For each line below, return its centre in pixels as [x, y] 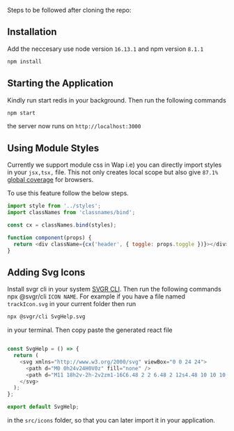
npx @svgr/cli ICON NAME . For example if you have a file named [96, 296]
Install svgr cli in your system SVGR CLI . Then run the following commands [114, 289]
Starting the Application [60, 83]
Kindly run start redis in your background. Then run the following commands [117, 100]
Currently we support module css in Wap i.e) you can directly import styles [115, 165]
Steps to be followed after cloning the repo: [69, 10]
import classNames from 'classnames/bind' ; [71, 213]
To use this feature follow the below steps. [68, 193]
